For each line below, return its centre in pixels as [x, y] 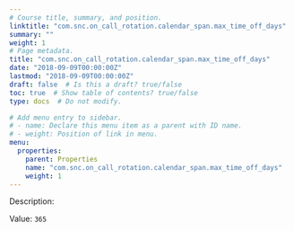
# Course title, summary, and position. [86, 18]
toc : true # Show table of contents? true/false [104, 93]
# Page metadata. [42, 51]
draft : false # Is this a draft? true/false [95, 84]
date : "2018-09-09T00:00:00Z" [66, 68]
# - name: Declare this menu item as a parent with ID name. [126, 126]
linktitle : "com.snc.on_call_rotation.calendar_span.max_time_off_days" [148, 26]
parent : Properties [62, 159]
